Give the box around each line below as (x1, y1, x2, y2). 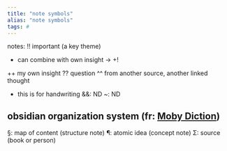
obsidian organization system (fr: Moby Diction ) (7, 110, 220, 122)
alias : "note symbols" (7, 17, 73, 24)
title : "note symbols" (7, 10, 73, 17)
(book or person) (7, 136, 56, 145)
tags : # (7, 23, 30, 30)
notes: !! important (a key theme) (7, 42, 101, 51)
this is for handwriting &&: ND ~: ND (17, 90, 121, 98)
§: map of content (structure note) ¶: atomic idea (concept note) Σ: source (7, 129, 221, 137)
